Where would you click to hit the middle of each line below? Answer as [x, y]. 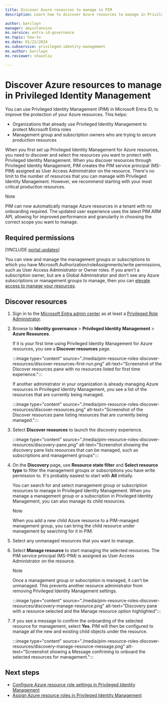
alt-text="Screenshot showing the [114, 445]
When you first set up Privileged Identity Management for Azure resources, [82, 150]
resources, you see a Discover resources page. [61, 349]
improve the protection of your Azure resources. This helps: [66, 115]
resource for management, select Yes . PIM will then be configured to [83, 626]
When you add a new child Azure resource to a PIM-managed [76, 521]
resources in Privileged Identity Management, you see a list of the [80, 389]
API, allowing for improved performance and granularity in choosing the [79, 217]
